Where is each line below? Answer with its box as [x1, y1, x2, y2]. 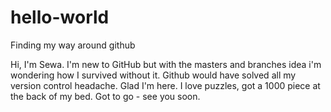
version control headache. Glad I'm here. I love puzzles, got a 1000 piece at [10, 79, 321, 91]
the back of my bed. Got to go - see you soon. [10, 90, 201, 102]
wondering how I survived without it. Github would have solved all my [10, 69, 297, 81]
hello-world [10, 6, 110, 29]
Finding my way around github [10, 39, 136, 51]
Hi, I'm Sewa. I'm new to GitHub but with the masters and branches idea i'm [10, 58, 322, 70]
